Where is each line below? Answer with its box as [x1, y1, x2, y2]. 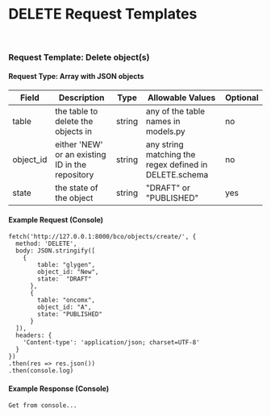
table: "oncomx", [37, 296, 95, 305]
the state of [55, 182, 98, 193]
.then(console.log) [8, 367, 74, 375]
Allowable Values [148, 92, 216, 103]
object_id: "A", [37, 303, 92, 311]
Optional [224, 92, 259, 103]
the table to [55, 106, 98, 117]
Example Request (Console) [8, 214, 103, 224]
